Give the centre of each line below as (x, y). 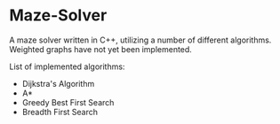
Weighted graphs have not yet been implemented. (101, 49)
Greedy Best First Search (68, 102)
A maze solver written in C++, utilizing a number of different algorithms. (140, 40)
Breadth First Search (60, 112)
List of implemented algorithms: (67, 66)
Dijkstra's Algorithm (58, 83)
